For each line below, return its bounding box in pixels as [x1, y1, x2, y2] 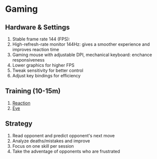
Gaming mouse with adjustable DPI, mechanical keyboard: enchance [12, 52, 152, 58]
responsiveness [12, 57, 45, 63]
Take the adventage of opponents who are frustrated [12, 148, 120, 154]
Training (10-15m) [5, 87, 61, 95]
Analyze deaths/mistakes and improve [12, 138, 90, 144]
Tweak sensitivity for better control [12, 67, 84, 73]
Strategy [5, 120, 33, 128]
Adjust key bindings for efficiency [12, 73, 81, 78]
